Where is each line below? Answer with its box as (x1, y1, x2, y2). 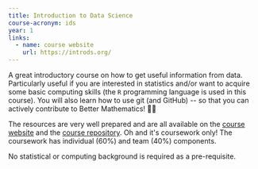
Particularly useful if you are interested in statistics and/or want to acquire (8, 79, 250, 88)
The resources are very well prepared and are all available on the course (8, 120, 245, 129)
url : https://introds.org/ (22, 48, 112, 56)
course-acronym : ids (8, 19, 77, 27)
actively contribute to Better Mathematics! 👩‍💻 (8, 104, 157, 113)
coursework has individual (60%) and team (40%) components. (8, 136, 217, 145)
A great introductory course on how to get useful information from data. (8, 71, 243, 79)
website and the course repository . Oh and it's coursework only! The (8, 128, 233, 137)
